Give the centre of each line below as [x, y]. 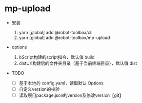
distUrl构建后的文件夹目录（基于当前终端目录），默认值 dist [78, 63]
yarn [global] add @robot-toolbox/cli [56, 32]
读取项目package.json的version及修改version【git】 [71, 95]
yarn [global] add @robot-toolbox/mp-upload [64, 38]
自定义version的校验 [39, 89]
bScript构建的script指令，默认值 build [57, 57]
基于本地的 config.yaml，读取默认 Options [61, 83]
